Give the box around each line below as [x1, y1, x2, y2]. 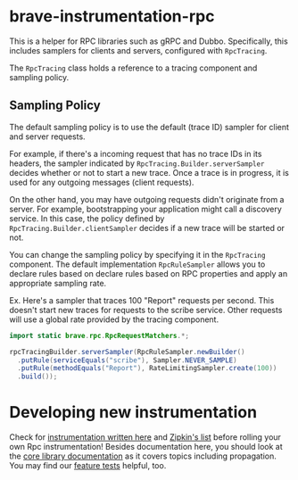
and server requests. [9, 131, 87, 142]
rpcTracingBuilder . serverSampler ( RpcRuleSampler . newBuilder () [9, 347, 245, 356]
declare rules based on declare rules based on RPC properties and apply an [9, 268, 288, 278]
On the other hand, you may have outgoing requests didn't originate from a [9, 194, 285, 204]
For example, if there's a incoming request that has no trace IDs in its [9, 148, 262, 159]
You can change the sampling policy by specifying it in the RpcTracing [9, 249, 266, 260]
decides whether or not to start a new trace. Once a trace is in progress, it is [9, 167, 290, 178]
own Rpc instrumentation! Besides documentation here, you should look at [9, 442, 283, 452]
